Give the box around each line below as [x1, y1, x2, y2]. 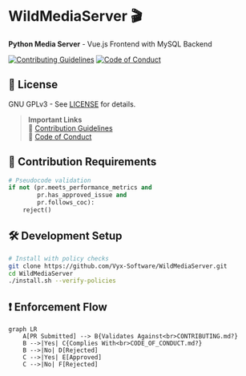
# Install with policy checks [8, 254, 110, 262]
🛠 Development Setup [8, 229, 123, 243]
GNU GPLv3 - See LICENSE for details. [8, 99, 136, 109]
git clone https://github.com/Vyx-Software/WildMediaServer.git [8, 262, 228, 270]
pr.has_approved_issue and [37, 191, 127, 200]
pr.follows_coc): [37, 199, 95, 207]
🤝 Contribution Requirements [8, 155, 157, 169]
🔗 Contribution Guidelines [27, 123, 114, 133]
